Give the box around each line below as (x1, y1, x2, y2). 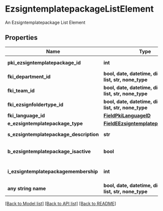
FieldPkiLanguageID (103, 112, 151, 119)
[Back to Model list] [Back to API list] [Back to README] (5, 200, 116, 206)
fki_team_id (7, 87, 35, 94)
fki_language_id (7, 112, 45, 119)
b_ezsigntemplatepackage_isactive (7, 148, 91, 155)
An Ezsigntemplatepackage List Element (5, 19, 86, 25)
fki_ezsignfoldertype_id (7, 101, 64, 108)
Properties (5, 34, 38, 42)
